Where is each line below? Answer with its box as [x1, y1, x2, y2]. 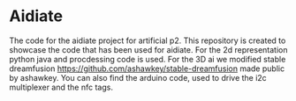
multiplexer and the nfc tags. [9, 82, 113, 92]
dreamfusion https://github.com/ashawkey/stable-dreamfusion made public [9, 63, 285, 74]
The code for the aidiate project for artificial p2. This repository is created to [9, 35, 286, 46]
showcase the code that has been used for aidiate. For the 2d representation [9, 44, 288, 54]
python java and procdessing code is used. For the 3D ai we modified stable [9, 54, 286, 64]
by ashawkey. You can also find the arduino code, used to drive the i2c [9, 72, 267, 83]
